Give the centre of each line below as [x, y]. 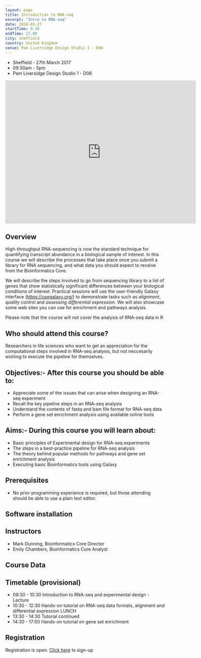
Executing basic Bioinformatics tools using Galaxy [65, 464]
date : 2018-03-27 [24, 24]
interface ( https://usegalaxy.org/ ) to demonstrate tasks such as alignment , [83, 297]
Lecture [21, 600]
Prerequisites [27, 481]
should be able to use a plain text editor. [54, 498]
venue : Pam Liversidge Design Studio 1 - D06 [54, 48]
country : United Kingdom [31, 43]
